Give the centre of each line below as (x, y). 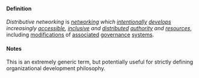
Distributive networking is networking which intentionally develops (89, 22)
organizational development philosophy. (56, 68)
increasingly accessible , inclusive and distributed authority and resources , (99, 28)
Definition (19, 8)
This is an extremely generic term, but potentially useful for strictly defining (100, 62)
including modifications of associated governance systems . (80, 35)
